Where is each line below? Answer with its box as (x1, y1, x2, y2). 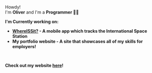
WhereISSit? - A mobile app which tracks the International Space (12, 28, 147, 34)
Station (12, 34, 28, 39)
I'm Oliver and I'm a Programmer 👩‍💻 (5, 9, 79, 15)
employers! (12, 44, 36, 49)
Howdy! (5, 4, 21, 10)
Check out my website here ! (5, 63, 64, 68)
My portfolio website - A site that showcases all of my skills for (12, 38, 143, 44)
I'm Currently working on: (5, 19, 59, 24)
